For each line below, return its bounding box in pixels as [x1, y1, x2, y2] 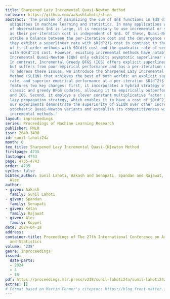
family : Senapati [10, 201, 47, 206]
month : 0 [5, 140, 24, 145]
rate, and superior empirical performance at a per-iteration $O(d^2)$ [10, 78, 164, 83]
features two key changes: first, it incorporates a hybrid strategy [10, 83, 159, 88]
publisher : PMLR [5, 126, 39, 131]
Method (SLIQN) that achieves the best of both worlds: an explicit [10, 74, 157, 79]
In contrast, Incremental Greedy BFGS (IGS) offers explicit [10, 59, 142, 65]
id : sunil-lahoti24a [5, 135, 49, 140]
